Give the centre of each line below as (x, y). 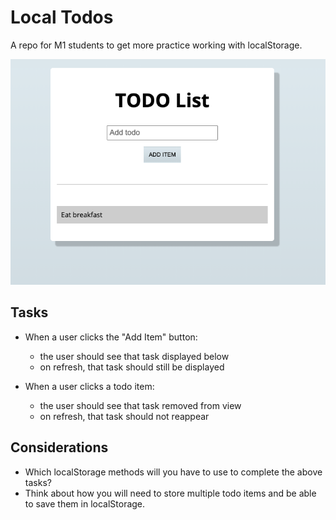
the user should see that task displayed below (134, 356)
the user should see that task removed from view (140, 405)
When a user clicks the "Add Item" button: (111, 337)
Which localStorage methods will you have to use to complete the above (173, 472)
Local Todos (62, 17)
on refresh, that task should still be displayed (132, 367)
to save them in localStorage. (85, 503)
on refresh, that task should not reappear (124, 416)
